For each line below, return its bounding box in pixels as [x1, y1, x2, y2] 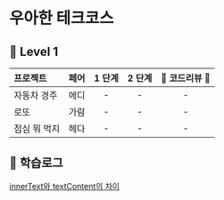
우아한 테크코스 [9, 8, 114, 28]
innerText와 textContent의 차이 [9, 180, 120, 191]
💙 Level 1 [9, 44, 59, 59]
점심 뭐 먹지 [13, 123, 61, 134]
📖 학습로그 [9, 156, 64, 171]
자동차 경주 [13, 90, 58, 101]
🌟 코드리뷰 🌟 [160, 72, 212, 84]
